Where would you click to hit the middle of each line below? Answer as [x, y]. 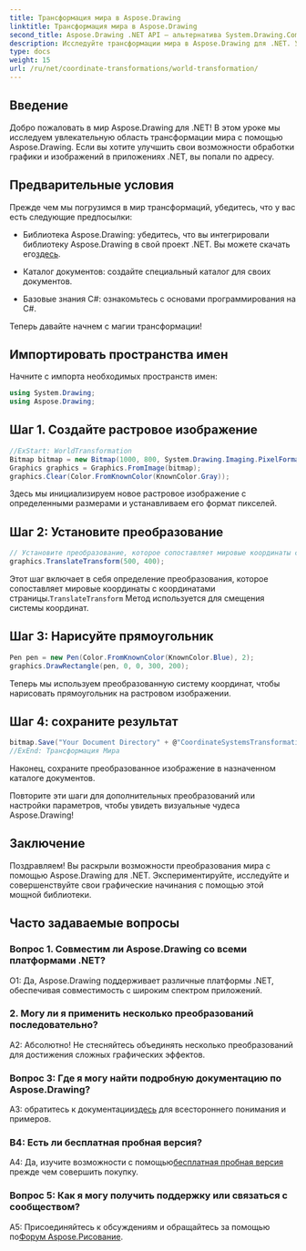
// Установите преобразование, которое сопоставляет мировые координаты [150, 553]
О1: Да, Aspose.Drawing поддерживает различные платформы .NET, [142, 981]
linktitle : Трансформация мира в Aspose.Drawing [103, 26]
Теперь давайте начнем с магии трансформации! [106, 326]
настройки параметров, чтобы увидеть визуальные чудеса [125, 806]
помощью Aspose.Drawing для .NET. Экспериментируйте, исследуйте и [149, 875]
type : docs [30, 52]
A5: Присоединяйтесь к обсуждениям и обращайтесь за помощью [140, 1226]
